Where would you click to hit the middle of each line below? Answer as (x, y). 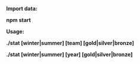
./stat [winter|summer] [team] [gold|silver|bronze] (70, 43)
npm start (18, 20)
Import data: (22, 9)
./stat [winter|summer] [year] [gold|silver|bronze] (69, 55)
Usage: (15, 31)
